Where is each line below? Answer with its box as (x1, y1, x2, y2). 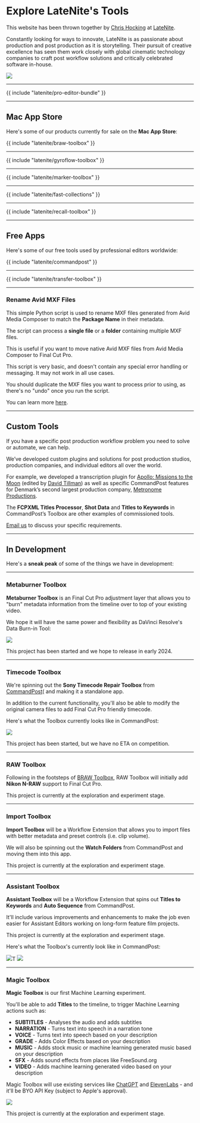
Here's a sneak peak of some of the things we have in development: (6, 560, 174, 567)
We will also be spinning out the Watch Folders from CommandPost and (6, 843, 183, 851)
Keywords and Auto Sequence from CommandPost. (6, 902, 135, 909)
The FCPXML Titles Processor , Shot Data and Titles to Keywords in (6, 504, 175, 511)
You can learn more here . (6, 398, 68, 406)
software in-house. (6, 61, 53, 68)
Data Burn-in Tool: (6, 625, 51, 632)
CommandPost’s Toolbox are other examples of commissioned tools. (6, 510, 174, 517)
